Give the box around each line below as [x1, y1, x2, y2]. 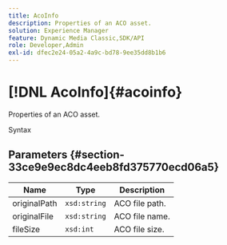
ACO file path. [113, 197, 166, 208]
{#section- [69, 148, 125, 162]
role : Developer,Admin [8, 41, 84, 49]
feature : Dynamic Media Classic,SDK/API [8, 34, 145, 42]
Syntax [8, 124, 32, 134]
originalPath [12, 197, 58, 208]
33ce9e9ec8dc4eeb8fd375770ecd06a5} [8, 160, 220, 174]
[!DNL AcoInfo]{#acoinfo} [8, 83, 182, 101]
